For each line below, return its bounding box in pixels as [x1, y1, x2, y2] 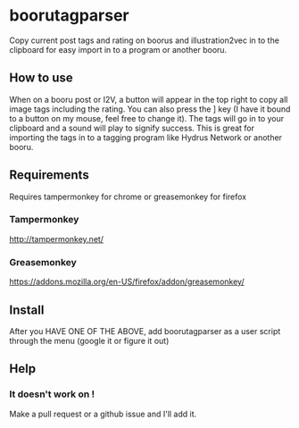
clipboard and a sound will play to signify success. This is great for [9, 122, 254, 133]
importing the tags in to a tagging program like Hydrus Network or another [9, 131, 283, 143]
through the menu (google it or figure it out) [9, 335, 170, 346]
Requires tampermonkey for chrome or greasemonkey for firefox [9, 191, 247, 202]
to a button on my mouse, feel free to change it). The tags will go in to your [9, 113, 285, 123]
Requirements [9, 167, 89, 183]
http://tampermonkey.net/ [9, 233, 104, 244]
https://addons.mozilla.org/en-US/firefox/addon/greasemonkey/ [9, 276, 245, 287]
